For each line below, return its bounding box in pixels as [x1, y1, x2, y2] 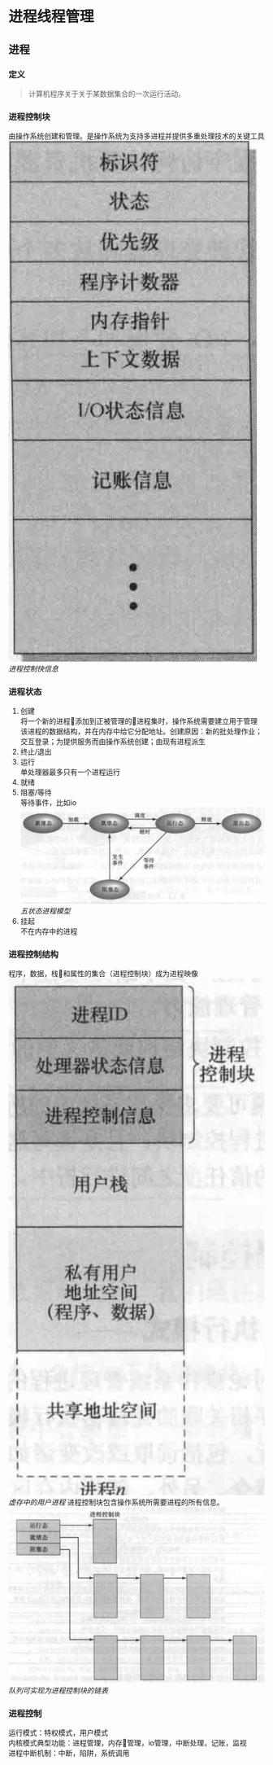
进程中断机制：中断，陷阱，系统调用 [8, 1748, 130, 1758]
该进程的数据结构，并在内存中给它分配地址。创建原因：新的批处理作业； [19, 726, 262, 737]
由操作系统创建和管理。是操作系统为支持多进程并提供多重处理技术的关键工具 [8, 131, 265, 141]
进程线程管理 [8, 7, 95, 26]
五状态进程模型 [19, 905, 71, 916]
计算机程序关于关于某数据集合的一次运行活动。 [28, 89, 185, 99]
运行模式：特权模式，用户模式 [8, 1728, 108, 1737]
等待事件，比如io [19, 798, 77, 808]
